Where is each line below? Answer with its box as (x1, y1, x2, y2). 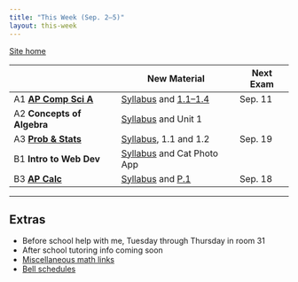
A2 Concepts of (13, 107, 82, 120)
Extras (9, 212, 46, 227)
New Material (147, 72, 206, 84)
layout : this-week (9, 21, 77, 30)
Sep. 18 (239, 172, 273, 184)
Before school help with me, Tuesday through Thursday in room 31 (21, 236, 266, 247)
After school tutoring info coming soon (21, 245, 164, 255)
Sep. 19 (239, 132, 273, 145)
